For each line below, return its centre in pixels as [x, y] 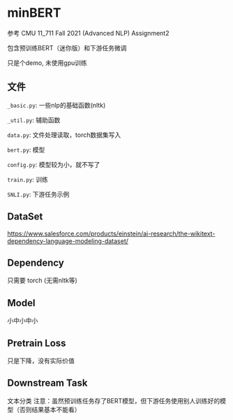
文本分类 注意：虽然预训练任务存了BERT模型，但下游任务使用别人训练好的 [114, 400]
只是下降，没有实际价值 [41, 361]
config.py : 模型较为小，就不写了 [54, 164]
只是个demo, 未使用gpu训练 [47, 63]
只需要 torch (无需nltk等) [43, 280]
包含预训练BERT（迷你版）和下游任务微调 [67, 48]
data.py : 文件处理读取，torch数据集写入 [64, 135]
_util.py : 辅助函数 [34, 120]
